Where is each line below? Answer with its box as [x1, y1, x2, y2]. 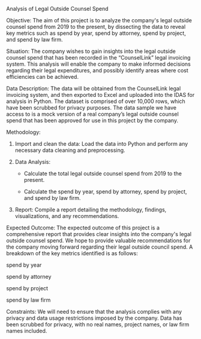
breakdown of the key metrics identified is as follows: [6, 250, 138, 257]
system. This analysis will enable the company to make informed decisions [6, 60, 191, 67]
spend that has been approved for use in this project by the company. [6, 117, 179, 124]
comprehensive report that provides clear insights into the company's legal [6, 231, 192, 237]
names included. [6, 328, 47, 334]
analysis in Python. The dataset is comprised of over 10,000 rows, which [6, 98, 186, 105]
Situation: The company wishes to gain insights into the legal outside [6, 48, 176, 55]
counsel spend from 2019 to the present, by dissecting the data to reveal [6, 23, 186, 30]
